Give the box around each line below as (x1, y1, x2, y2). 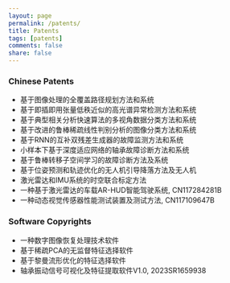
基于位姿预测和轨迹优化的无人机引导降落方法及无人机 (19, 166, 197, 175)
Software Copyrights (8, 216, 92, 228)
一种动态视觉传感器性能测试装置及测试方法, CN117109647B (19, 195, 215, 205)
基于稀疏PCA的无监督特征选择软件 (19, 245, 134, 255)
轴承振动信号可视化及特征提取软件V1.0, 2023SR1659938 (19, 265, 207, 275)
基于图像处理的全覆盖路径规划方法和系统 (19, 95, 154, 105)
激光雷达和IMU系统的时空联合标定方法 (19, 175, 147, 185)
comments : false (8, 42, 63, 50)
